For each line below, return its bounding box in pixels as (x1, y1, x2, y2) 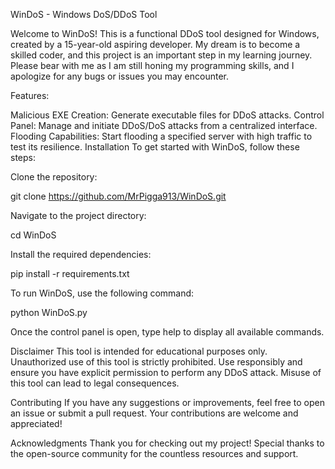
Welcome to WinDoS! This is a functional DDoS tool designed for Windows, (10, 28, 320, 39)
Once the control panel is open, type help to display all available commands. (10, 326, 325, 338)
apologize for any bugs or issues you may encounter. (10, 70, 229, 82)
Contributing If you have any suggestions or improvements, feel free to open (10, 397, 326, 408)
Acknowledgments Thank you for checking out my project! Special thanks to (10, 437, 325, 449)
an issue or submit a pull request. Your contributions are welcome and (10, 407, 299, 419)
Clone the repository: (10, 171, 98, 183)
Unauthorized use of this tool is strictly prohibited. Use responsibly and (10, 356, 303, 368)
